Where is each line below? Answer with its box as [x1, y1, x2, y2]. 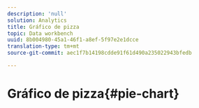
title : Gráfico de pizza [7, 23, 80, 30]
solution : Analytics [7, 17, 68, 24]
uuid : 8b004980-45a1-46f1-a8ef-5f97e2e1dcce [7, 36, 139, 43]
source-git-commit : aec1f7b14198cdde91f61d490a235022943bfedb [7, 50, 192, 57]
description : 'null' [7, 10, 68, 18]
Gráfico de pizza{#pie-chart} [7, 86, 179, 102]
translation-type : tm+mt [7, 43, 80, 50]
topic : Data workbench [7, 29, 73, 37]
